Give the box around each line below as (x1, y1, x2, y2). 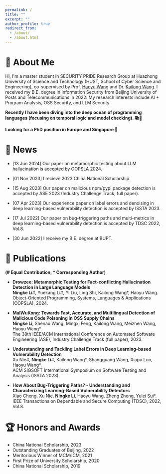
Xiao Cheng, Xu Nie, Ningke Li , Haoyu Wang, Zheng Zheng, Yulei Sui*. (12, 393, 157, 399)
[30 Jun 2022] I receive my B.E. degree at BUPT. (12, 235, 113, 241)
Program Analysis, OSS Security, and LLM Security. (5, 99, 111, 105)
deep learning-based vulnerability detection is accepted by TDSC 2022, (12, 220, 161, 226)
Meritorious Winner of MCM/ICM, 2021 (12, 452, 92, 458)
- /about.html (9, 35, 39, 40)
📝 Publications (5, 252, 66, 264)
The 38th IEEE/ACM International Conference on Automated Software (12, 331, 156, 337)
